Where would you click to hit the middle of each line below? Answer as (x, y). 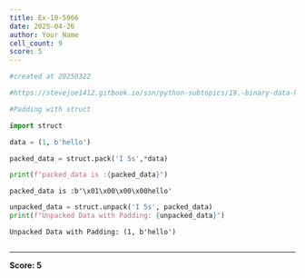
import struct (36, 125)
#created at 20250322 (50, 77)
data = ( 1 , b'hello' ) (50, 142)
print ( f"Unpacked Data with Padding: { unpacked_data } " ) (117, 216)
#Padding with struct (50, 109)
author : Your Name (44, 35)
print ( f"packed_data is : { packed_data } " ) (89, 175)
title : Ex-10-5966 (44, 18)
